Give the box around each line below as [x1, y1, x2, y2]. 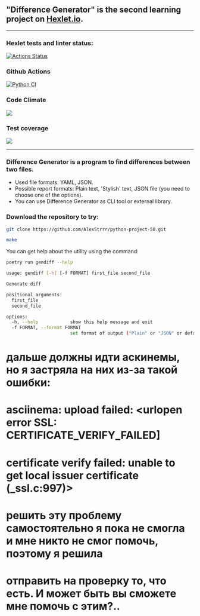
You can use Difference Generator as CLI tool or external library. [14, 198, 173, 205]
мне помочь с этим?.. [6, 600, 120, 613]
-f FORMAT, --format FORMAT [11, 325, 82, 331]
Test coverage [6, 124, 49, 132]
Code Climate [6, 96, 46, 104]
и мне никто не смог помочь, [6, 534, 159, 547]
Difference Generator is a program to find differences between [6, 158, 190, 166]
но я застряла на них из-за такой [6, 363, 178, 377]
